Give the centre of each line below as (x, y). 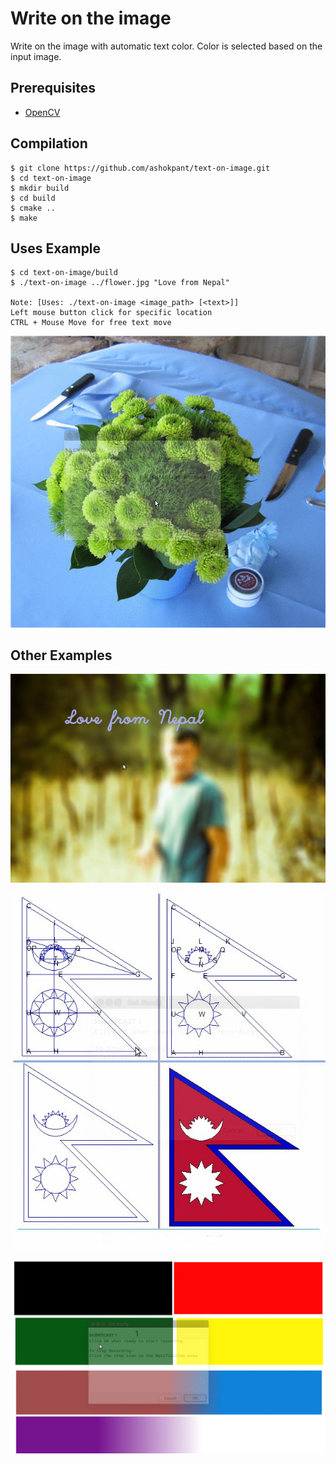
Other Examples (61, 655)
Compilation (49, 143)
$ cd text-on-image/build (64, 273)
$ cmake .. (33, 208)
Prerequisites (53, 88)
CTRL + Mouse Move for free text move (91, 323)
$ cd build (33, 198)
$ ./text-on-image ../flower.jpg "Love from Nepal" (120, 283)
